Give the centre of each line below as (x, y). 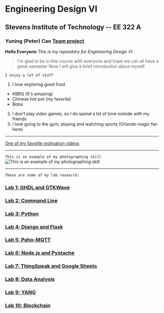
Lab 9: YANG (20, 292)
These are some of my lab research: (42, 175)
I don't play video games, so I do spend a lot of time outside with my (81, 113)
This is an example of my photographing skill (53, 157)
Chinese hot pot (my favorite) (42, 99)
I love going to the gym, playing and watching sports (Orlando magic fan (85, 124)
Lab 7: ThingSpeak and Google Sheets (51, 266)
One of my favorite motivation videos (42, 143)
